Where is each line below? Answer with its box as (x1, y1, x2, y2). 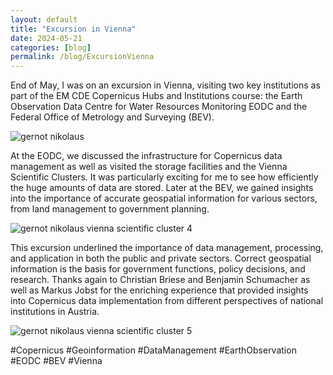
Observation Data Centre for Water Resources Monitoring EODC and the (10, 101, 308, 113)
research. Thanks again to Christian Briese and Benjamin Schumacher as (10, 274, 311, 286)
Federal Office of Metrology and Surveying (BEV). (10, 111, 215, 123)
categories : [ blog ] (10, 42, 92, 53)
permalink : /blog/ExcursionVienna (10, 52, 155, 62)
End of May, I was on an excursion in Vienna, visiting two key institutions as (10, 79, 321, 91)
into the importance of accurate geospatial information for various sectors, (10, 192, 318, 205)
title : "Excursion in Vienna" (10, 24, 137, 34)
